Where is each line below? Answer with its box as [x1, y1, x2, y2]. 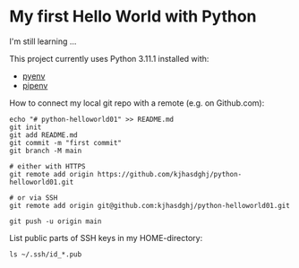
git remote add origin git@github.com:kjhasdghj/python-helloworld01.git [9, 201, 291, 210]
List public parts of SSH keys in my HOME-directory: [9, 232, 203, 243]
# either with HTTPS [9, 161, 87, 171]
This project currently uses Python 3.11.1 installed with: [9, 53, 209, 64]
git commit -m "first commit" [9, 138, 123, 147]
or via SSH [17, 193, 58, 203]
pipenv [21, 80, 48, 91]
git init [9, 123, 42, 132]
